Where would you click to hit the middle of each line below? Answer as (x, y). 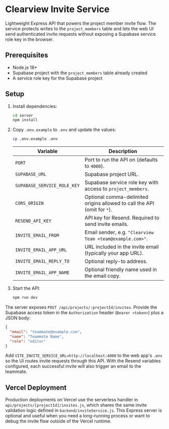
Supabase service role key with (121, 183)
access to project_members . (117, 189)
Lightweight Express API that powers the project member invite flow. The (81, 23)
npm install (25, 120)
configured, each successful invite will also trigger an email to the (73, 366)
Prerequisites (27, 55)
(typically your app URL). (114, 253)
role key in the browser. (29, 39)
